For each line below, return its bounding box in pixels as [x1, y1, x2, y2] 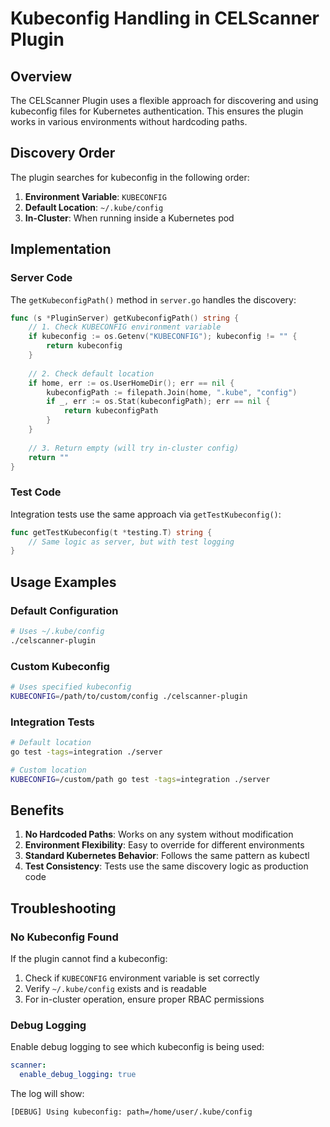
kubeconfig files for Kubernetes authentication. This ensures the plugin [10, 105, 304, 117]
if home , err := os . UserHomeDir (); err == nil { [28, 378, 235, 388]
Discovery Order [10, 145, 116, 162]
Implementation [10, 241, 112, 258]
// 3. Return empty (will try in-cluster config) [28, 443, 240, 453]
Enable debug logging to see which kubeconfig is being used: [10, 1041, 265, 1053]
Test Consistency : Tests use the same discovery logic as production [24, 860, 309, 872]
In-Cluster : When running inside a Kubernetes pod [24, 212, 235, 224]
